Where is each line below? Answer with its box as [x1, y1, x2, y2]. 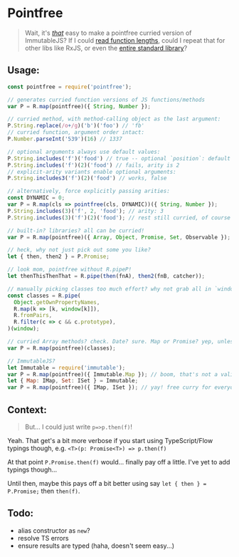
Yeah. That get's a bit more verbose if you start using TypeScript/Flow [7, 436, 213, 444]
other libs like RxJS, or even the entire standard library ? [24, 43, 188, 52]
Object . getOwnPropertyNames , [14, 298, 100, 306]
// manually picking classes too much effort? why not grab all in [7, 285, 212, 293]
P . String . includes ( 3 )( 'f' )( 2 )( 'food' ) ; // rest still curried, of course [7, 214, 231, 222]
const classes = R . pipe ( [7, 292, 81, 299]
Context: [7, 404, 48, 416]
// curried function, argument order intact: [7, 129, 144, 136]
